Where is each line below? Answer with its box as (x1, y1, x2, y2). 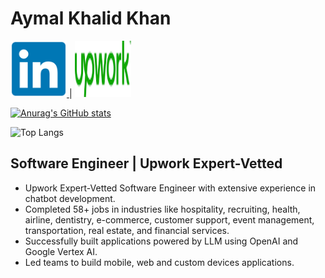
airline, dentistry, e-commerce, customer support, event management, (24, 213, 315, 226)
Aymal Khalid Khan (10, 7, 172, 30)
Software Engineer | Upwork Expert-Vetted (10, 155, 283, 172)
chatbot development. (24, 192, 116, 204)
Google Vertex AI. (24, 245, 98, 257)
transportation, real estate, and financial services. (24, 224, 230, 236)
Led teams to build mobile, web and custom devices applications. (24, 256, 295, 268)
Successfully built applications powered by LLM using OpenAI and (24, 235, 299, 247)
